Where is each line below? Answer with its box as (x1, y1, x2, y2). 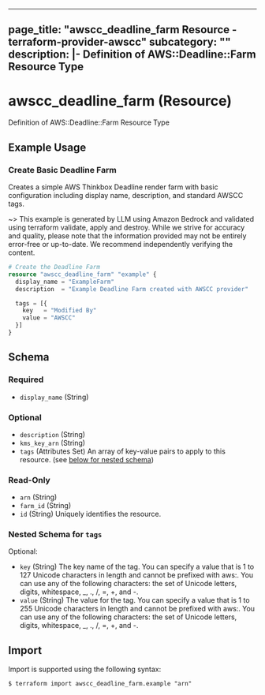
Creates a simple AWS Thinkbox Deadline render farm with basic (8, 182, 218, 192)
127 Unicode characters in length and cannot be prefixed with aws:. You (19, 570, 254, 580)
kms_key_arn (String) (19, 438, 85, 447)
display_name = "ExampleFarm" (15, 278, 114, 286)
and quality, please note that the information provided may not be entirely (8, 231, 247, 241)
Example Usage (8, 140, 87, 154)
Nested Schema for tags (8, 529, 103, 540)
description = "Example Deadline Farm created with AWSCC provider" (15, 285, 248, 293)
